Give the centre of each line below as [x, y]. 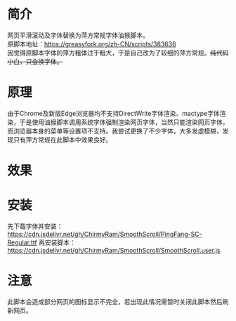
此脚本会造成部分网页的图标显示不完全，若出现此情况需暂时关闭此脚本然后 [115, 301]
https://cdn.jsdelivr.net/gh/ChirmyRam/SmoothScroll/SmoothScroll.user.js [114, 250]
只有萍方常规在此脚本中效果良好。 [63, 139]
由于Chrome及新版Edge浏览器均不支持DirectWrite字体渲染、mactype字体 [113, 113]
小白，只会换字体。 [35, 61]
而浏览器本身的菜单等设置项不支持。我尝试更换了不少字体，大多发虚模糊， [115, 131]
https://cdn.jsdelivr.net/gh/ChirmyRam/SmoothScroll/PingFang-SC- [105, 234]
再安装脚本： [57, 242]
